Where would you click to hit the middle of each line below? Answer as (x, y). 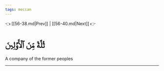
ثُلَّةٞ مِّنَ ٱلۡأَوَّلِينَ (25, 45)
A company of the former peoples (39, 58)
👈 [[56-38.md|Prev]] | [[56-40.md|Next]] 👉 (51, 23)
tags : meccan (18, 9)
